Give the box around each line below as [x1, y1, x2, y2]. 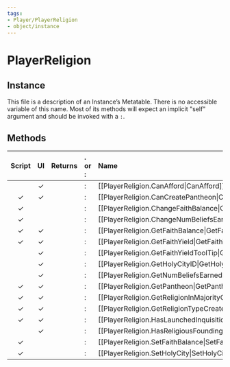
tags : [7, 10, 23, 17]
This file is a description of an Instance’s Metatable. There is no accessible [7, 97, 218, 106]
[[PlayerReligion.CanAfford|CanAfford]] [98, 181, 225, 191]
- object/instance [7, 23, 60, 29]
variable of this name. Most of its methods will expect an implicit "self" [7, 105, 206, 113]
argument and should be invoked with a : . [7, 113, 125, 121]
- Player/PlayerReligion [7, 16, 78, 23]
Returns [51, 161, 78, 171]
